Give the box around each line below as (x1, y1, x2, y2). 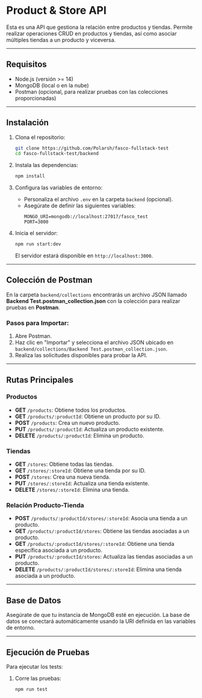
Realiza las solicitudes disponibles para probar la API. (14, 352, 147, 359)
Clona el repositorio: (14, 133, 66, 141)
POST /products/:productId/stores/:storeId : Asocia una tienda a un (14, 515, 188, 522)
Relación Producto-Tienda (6, 501, 84, 510)
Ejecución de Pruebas (6, 647, 90, 657)
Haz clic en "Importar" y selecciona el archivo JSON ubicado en (14, 339, 174, 346)
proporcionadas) (14, 94, 57, 102)
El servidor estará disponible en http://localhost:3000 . (14, 252, 153, 259)
